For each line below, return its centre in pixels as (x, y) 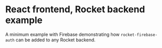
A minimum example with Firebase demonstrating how (63, 34)
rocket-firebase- (139, 35)
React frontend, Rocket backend (75, 9)
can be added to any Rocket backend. (55, 40)
